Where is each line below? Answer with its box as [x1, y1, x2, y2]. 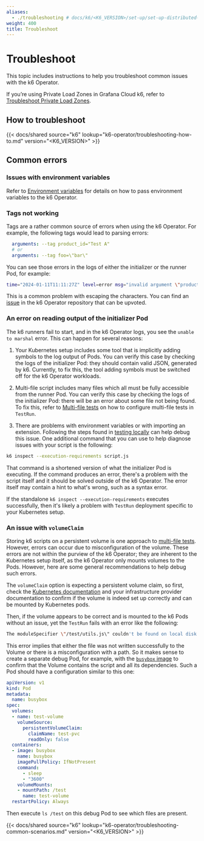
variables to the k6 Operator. [6, 193, 78, 201]
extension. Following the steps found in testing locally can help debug [15, 428, 190, 436]
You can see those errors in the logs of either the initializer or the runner [6, 263, 187, 271]
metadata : [6, 691, 32, 697]
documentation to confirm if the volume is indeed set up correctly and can [6, 594, 192, 601]
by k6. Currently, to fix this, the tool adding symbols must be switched [15, 366, 190, 373]
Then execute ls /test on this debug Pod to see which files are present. [6, 810, 188, 817]
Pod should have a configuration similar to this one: [6, 668, 135, 675]
